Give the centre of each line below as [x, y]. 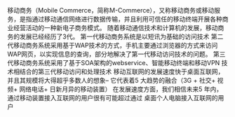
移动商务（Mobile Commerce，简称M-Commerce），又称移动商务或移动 [111, 10]
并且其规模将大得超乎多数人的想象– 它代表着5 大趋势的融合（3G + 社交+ [112, 80]
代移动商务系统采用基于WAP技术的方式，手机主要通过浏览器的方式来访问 [113, 45]
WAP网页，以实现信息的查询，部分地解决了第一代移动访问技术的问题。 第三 [116, 54]
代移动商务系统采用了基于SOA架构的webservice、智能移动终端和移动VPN [114, 63]
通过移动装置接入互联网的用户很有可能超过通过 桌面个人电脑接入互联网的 [113, 98]
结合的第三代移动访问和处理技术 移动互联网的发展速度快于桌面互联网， [122, 71]
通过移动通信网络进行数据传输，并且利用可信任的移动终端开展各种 [127, 19]
